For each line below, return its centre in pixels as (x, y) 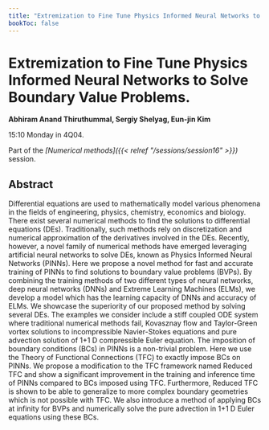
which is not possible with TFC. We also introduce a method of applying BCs (135, 400)
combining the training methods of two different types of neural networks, (131, 281)
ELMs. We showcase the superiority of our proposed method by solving (127, 306)
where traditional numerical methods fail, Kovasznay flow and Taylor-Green (133, 323)
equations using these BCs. (54, 417)
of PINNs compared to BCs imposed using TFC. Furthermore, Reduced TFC (133, 383)
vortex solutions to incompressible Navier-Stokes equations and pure (122, 332)
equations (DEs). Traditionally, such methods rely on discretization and (125, 229)
